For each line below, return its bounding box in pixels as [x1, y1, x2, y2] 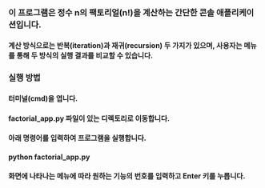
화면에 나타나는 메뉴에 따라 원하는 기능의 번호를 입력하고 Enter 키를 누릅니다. [8, 171, 246, 181]
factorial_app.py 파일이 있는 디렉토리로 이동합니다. [8, 114, 171, 123]
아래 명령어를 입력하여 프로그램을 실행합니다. [8, 134, 147, 143]
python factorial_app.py [8, 152, 90, 162]
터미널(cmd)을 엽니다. [8, 94, 78, 103]
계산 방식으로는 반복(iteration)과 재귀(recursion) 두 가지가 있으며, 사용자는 [8, 40, 243, 50]
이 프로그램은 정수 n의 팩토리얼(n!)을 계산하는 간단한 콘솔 [8, 6, 215, 18]
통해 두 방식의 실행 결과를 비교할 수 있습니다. [16, 50, 154, 60]
